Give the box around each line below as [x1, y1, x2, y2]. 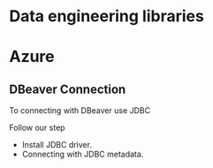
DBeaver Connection [9, 81, 126, 96]
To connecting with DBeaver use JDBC [9, 105, 151, 116]
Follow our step [9, 122, 65, 134]
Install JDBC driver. [21, 140, 93, 150]
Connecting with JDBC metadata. [21, 149, 144, 160]
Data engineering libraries [9, 6, 205, 27]
